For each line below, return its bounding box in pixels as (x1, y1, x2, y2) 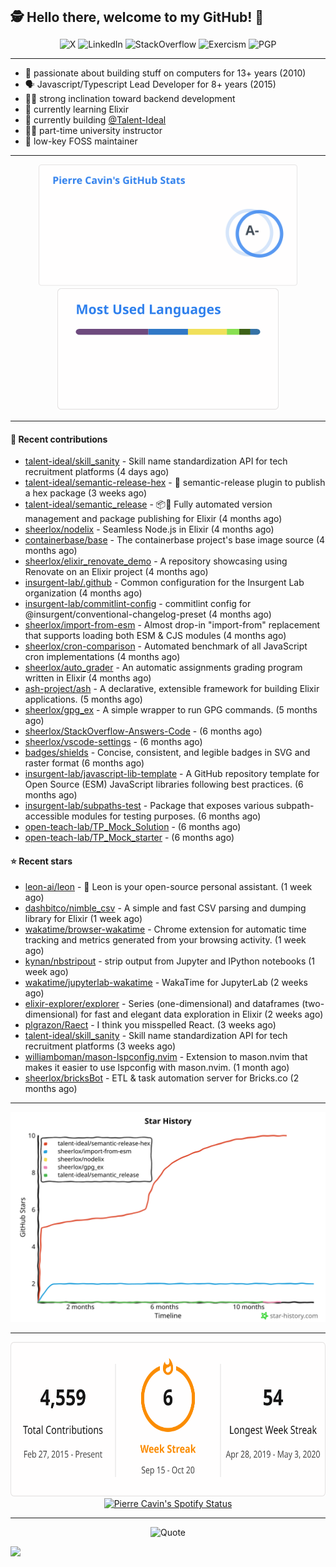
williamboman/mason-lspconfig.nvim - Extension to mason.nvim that (24, 1051, 308, 1063)
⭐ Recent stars (10, 855, 73, 867)
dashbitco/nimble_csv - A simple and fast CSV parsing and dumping (24, 902, 307, 914)
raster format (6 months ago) (24, 757, 145, 769)
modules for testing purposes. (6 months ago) (71, 810, 262, 822)
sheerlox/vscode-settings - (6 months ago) (24, 736, 203, 748)
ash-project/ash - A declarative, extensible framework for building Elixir (24, 683, 320, 695)
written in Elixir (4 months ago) (24, 672, 152, 684)
